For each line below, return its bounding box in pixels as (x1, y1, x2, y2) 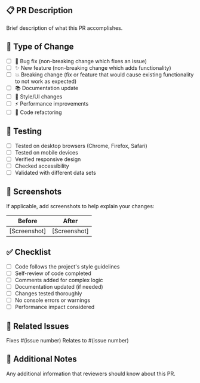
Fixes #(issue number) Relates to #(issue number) (6, 336, 130, 344)
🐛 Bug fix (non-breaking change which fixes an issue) (14, 57, 147, 64)
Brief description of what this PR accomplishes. (6, 24, 123, 32)
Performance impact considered (14, 304, 95, 311)
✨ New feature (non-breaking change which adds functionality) (14, 64, 171, 71)
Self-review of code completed (14, 270, 91, 277)
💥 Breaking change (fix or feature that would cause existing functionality (14, 71, 194, 78)
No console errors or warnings (14, 296, 91, 304)
